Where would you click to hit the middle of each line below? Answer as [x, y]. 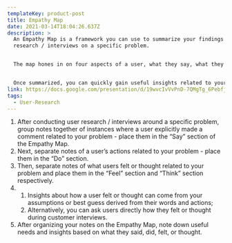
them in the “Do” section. [53, 159]
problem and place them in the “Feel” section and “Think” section [110, 173]
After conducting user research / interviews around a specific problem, [118, 122]
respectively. [35, 181]
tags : [15, 96]
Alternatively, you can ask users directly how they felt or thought [119, 210]
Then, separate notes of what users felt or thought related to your [110, 166]
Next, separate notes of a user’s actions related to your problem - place [119, 151]
